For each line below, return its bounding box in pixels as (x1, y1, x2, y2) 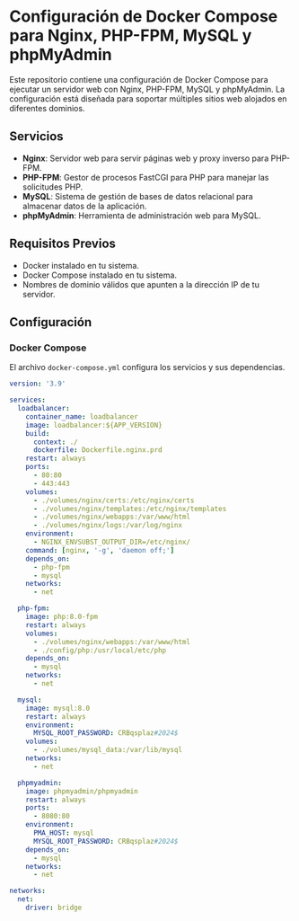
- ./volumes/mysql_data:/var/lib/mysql (32, 746, 182, 755)
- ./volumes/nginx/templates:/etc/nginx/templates (32, 504, 227, 513)
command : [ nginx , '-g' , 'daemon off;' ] (25, 545, 175, 554)
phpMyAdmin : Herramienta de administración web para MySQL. (22, 209, 262, 221)
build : (25, 429, 50, 438)
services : (9, 395, 47, 405)
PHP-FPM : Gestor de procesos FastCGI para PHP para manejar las (22, 172, 269, 182)
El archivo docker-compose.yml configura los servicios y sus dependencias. (9, 362, 286, 373)
